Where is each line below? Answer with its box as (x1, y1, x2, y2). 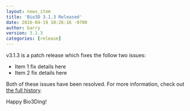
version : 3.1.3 (6, 30, 43, 36)
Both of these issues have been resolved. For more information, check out (6, 81, 185, 88)
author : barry (6, 25, 41, 31)
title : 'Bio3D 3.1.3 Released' (6, 14, 82, 20)
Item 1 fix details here (14, 63, 66, 70)
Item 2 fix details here (14, 70, 67, 76)
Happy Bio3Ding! (6, 98, 47, 105)
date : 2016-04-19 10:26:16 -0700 (6, 19, 88, 25)
